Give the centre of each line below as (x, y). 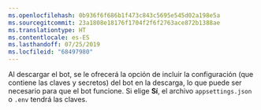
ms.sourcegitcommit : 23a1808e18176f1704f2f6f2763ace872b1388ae (114, 23)
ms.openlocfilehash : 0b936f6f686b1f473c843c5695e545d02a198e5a (114, 15)
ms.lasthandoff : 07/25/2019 (54, 45)
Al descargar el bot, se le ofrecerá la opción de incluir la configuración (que (131, 74)
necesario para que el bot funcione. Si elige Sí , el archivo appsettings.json (130, 91)
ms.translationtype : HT (47, 30)
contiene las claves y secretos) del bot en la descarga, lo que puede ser (125, 82)
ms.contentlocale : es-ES (49, 37)
